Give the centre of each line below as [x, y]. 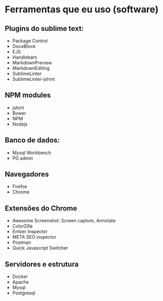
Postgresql [24, 293]
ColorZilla [22, 226]
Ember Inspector [30, 232]
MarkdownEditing [31, 68]
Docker [20, 277]
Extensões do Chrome [41, 208]
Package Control [30, 41]
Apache [21, 282]
